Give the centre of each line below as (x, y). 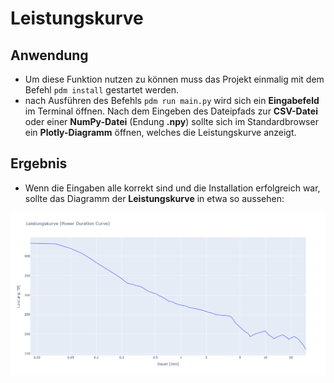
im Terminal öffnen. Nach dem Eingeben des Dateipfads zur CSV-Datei (171, 111)
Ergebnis (39, 163)
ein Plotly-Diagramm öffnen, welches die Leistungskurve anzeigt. (160, 132)
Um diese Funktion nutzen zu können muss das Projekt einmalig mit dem (174, 79)
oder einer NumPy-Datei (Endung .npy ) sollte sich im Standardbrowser (171, 121)
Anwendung (49, 55)
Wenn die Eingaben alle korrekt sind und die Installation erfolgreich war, (172, 188)
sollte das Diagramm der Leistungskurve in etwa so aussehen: (154, 198)
